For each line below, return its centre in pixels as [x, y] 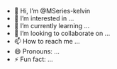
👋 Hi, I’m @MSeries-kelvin [52, 11]
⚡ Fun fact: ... [33, 59]
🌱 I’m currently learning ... [52, 26]
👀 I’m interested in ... [44, 18]
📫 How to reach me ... [47, 41]
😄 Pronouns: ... [37, 51]
